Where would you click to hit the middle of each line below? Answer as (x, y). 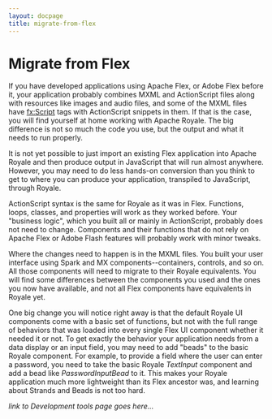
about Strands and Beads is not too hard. (77, 391)
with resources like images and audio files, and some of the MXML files (128, 103)
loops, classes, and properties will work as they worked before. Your (123, 213)
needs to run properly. (46, 138)
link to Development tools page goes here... (81, 406)
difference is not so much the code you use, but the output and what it (126, 129)
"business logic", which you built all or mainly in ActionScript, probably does (136, 221)
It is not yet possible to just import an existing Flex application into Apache (133, 153)
